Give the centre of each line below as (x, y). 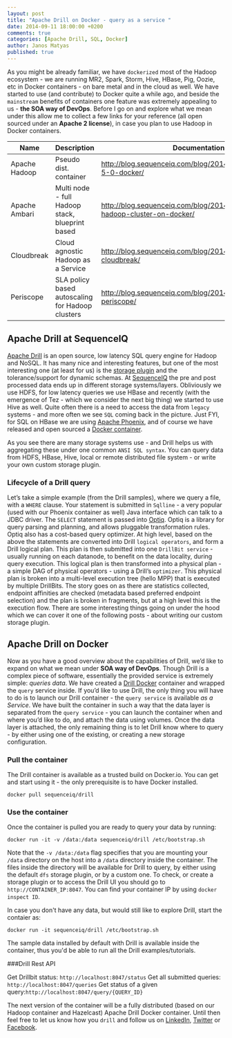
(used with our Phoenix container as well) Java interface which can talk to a (115, 512)
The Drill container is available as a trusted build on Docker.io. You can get (113, 775)
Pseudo (68, 159)
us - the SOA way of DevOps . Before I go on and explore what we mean (110, 109)
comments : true (29, 33)
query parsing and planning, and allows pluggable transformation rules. (109, 527)
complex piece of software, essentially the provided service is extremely (110, 675)
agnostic (69, 251)
